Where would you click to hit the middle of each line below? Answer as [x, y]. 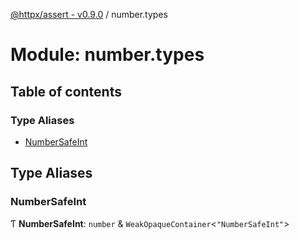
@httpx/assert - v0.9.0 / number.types [89, 14]
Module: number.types [107, 55]
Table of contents [66, 91]
